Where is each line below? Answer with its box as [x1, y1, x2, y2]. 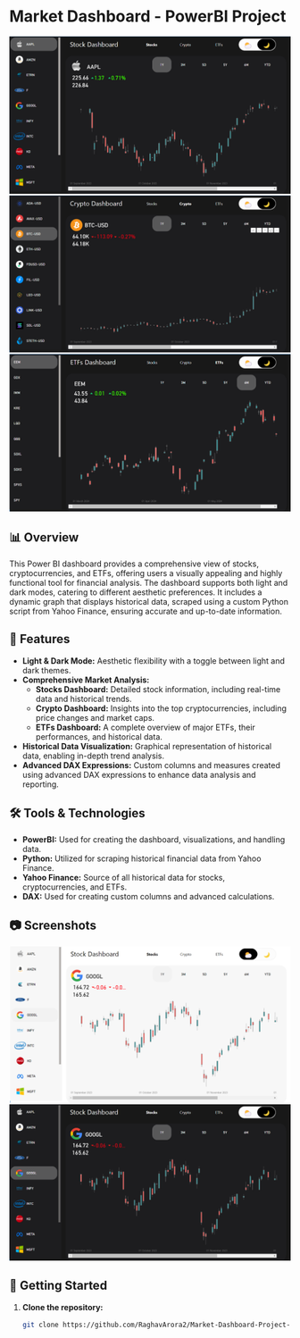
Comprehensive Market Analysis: [21, 674, 150, 685]
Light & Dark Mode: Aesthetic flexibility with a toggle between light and [21, 655, 286, 666]
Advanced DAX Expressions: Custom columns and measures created [21, 759, 281, 770]
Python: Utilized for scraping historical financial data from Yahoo [21, 853, 262, 864]
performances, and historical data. [35, 731, 163, 742]
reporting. [21, 779, 60, 790]
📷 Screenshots [9, 917, 96, 932]
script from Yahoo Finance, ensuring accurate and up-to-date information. [9, 606, 283, 616]
